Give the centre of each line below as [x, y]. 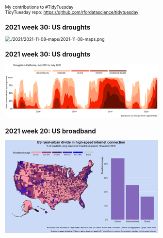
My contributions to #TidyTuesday [39, 7]
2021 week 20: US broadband [50, 131]
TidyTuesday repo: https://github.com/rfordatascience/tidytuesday [72, 12]
